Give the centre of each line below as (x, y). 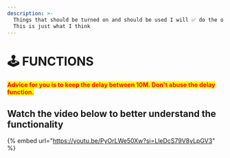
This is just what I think (52, 26)
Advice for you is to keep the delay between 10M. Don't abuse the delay (111, 85)
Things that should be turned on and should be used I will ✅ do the (115, 20)
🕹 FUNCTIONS (50, 61)
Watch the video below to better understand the (112, 114)
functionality (35, 124)
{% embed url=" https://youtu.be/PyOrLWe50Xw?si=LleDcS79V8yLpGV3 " (111, 141)
